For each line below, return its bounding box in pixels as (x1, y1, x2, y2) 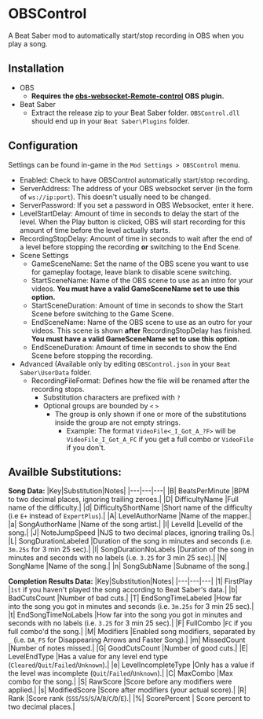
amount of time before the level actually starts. (19, 225, 171, 234)
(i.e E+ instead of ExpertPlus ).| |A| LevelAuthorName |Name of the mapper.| (8, 511, 252, 521)
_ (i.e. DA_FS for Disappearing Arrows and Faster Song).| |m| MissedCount (8, 635, 246, 645)
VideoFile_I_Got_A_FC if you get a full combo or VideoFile (66, 434, 254, 444)
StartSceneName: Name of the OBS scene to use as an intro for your (31, 275, 254, 285)
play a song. (8, 39, 48, 48)
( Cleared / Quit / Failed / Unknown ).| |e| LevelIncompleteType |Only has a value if (8, 660, 255, 669)
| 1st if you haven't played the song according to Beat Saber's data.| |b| (8, 585, 238, 595)
